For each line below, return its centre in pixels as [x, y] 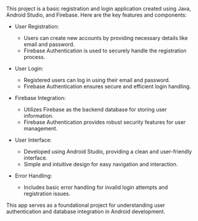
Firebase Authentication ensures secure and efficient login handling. [107, 86]
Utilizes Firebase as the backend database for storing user [95, 109]
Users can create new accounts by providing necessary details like [106, 38]
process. [34, 57]
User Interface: [33, 140]
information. [38, 116]
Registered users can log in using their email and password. [97, 80]
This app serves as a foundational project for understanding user [86, 205]
